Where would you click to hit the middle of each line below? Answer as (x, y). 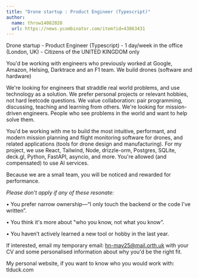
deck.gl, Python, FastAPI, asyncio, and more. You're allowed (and (86, 157)
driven (14, 113)
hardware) (19, 76)
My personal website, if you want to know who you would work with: (90, 264)
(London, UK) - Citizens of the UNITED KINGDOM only (73, 52)
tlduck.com (20, 270)
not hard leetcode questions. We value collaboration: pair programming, (95, 101)
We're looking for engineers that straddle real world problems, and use (93, 88)
